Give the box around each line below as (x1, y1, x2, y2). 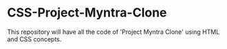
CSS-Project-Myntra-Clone (7, 5, 167, 21)
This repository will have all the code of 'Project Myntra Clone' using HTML (7, 28, 220, 36)
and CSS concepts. (7, 35, 62, 43)
